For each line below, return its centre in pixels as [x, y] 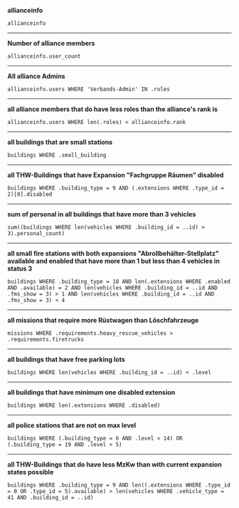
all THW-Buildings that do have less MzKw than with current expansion [115, 465]
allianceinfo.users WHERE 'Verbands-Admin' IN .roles [89, 89]
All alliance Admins [36, 76]
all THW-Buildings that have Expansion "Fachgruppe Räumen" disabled [116, 175]
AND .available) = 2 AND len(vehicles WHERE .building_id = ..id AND [113, 288]
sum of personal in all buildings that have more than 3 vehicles [102, 214]
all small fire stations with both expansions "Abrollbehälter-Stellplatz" [113, 253]
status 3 [20, 269]
